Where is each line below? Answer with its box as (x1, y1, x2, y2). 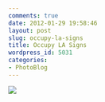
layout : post (8, 26, 52, 34)
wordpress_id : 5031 (8, 49, 73, 57)
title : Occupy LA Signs (8, 41, 87, 49)
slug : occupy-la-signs (8, 33, 84, 42)
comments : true (8, 11, 59, 20)
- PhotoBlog (8, 64, 48, 72)
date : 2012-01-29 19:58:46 (8, 19, 98, 27)
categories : (8, 57, 48, 65)
